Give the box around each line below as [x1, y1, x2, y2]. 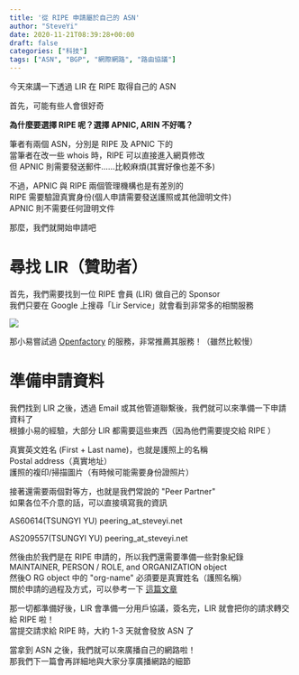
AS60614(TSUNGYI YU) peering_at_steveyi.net [9, 515, 183, 526]
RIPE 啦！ [19, 614, 56, 624]
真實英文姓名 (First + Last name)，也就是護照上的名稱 [9, 444, 209, 455]
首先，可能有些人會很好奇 [9, 100, 104, 111]
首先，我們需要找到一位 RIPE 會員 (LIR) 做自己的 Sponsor [9, 288, 221, 299]
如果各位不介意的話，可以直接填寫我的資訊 [9, 497, 168, 508]
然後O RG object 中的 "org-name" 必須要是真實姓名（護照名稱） [9, 572, 247, 583]
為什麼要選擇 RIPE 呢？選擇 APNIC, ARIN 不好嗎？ [9, 119, 194, 130]
